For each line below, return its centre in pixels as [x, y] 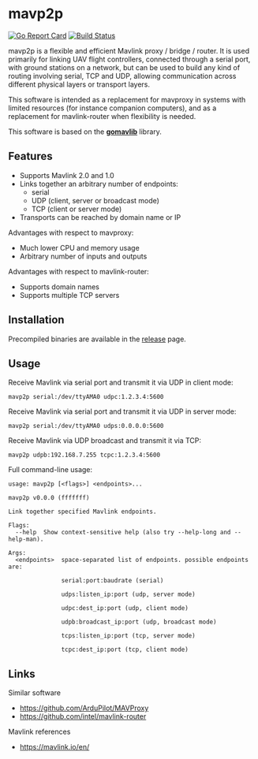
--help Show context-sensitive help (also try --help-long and [123, 533]
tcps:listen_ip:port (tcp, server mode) [128, 636]
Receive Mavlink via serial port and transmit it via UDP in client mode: [121, 382]
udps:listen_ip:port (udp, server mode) [128, 595]
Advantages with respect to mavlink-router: [79, 271]
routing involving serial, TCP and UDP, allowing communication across [122, 76]
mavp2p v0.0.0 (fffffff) [49, 498]
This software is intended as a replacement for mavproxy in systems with [127, 99]
